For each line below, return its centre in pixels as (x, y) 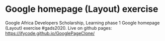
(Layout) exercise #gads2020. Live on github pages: (59, 28)
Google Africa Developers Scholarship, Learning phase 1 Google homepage (82, 23)
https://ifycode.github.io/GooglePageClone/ (50, 33)
